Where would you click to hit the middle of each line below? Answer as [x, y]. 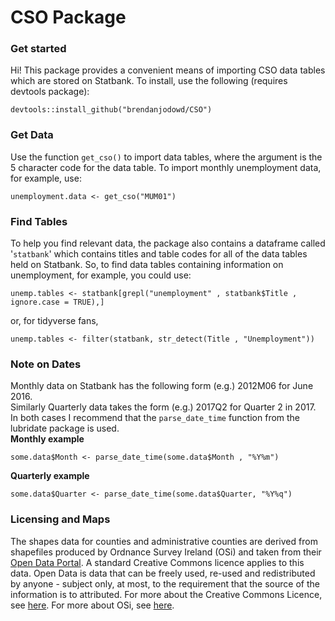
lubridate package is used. [65, 428]
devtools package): [50, 92]
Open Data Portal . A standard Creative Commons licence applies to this [157, 562]
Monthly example [47, 439]
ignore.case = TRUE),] [57, 302]
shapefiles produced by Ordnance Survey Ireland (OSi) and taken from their [166, 552]
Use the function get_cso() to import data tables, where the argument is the [166, 157]
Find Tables [39, 221]
